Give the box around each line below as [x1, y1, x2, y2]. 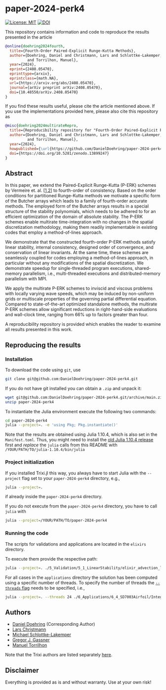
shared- [134, 265, 151, 271]
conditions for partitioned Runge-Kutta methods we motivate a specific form [5, 193, 161, 199]
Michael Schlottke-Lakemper [12, 632, 72, 638]
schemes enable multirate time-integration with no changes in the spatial [5, 219, 154, 225]
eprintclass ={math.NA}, [9, 76, 58, 81]
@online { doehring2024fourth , [5, 43, 65, 48]
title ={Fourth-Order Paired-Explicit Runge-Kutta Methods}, [9, 48, 136, 53]
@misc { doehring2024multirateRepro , [5, 123, 79, 129]
